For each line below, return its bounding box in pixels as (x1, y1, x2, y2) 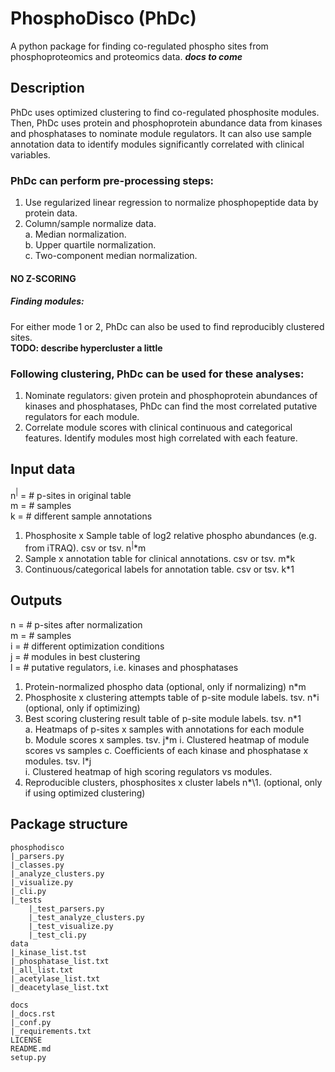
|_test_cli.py (28, 930, 87, 940)
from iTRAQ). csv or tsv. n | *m (24, 540, 147, 554)
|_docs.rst (10, 1008, 56, 1019)
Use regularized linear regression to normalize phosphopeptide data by (24, 197, 319, 209)
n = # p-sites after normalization (10, 618, 143, 631)
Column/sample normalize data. (24, 218, 157, 230)
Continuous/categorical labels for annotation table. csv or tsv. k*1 (24, 563, 295, 576)
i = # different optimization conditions (10, 640, 165, 652)
